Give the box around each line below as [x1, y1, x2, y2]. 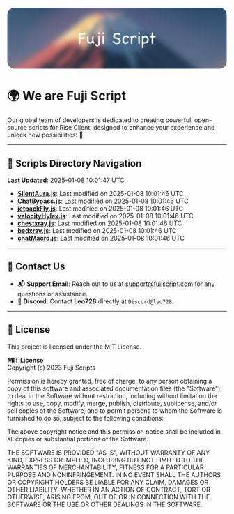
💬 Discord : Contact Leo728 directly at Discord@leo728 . [17, 297, 174, 305]
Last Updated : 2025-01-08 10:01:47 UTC [7, 176, 125, 185]
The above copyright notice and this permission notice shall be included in [7, 427, 221, 436]
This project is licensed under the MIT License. [7, 342, 142, 351]
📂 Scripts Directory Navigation [7, 158, 142, 169]
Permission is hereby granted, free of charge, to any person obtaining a [7, 377, 212, 385]
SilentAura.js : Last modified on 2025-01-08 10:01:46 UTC [17, 190, 185, 198]
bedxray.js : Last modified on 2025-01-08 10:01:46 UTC [17, 227, 177, 235]
